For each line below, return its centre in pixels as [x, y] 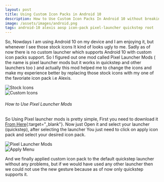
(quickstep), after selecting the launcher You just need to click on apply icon [82, 130]
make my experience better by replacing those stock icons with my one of [80, 73]
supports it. [17, 175]
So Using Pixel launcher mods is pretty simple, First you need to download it [82, 119]
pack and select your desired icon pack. [45, 135]
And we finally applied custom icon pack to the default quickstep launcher [80, 159]
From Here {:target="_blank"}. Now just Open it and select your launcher [77, 124]
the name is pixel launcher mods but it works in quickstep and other [73, 63]
